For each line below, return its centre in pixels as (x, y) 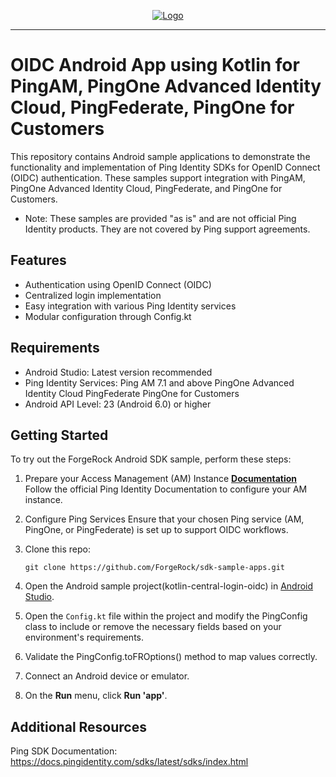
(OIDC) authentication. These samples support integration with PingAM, (158, 177)
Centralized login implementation (93, 295)
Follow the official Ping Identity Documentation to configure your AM (166, 489)
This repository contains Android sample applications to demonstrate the (160, 156)
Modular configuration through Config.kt (108, 316)
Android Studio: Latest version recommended (118, 372)
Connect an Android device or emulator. (107, 676)
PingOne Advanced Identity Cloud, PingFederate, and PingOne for (146, 188)
